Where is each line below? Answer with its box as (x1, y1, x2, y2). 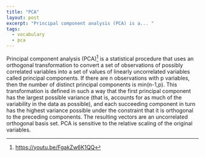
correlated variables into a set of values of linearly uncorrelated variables (6, 68, 190, 75)
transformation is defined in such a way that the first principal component (6, 87, 191, 94)
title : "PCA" (6, 9, 40, 15)
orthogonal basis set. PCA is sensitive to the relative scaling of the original (6, 119, 193, 127)
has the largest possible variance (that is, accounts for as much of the (6, 94, 182, 101)
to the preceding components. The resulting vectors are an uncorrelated (6, 113, 188, 120)
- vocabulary (12, 32, 45, 38)
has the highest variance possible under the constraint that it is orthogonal (6, 106, 193, 114)
